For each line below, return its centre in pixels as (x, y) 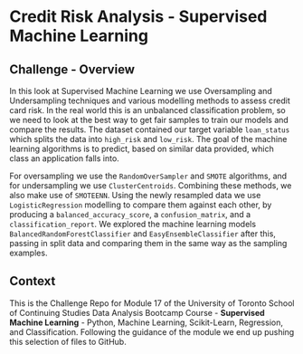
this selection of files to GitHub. (68, 341)
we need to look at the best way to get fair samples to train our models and (149, 120)
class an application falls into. (64, 158)
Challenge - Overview (72, 69)
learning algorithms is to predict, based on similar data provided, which (142, 148)
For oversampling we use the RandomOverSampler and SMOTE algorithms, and (148, 176)
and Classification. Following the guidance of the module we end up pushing (152, 331)
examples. (28, 253)
